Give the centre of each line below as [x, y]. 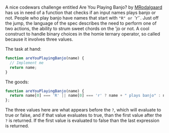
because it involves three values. [39, 39]
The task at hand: [23, 49]
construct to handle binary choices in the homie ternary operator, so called [83, 34]
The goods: [17, 82]
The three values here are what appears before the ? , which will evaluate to [83, 110]
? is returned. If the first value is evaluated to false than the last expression [82, 120]
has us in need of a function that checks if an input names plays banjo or [80, 13]
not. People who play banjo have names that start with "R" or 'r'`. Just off [82, 18]
